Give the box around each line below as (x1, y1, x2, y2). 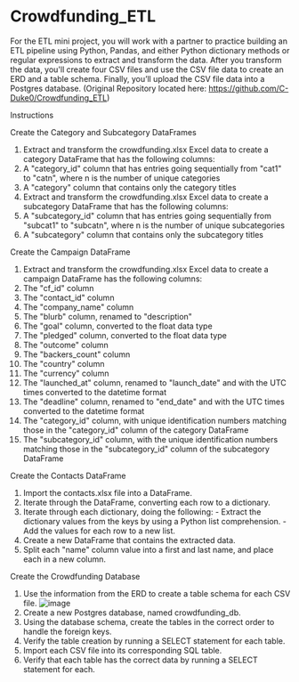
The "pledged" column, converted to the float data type (22, 329, 228, 340)
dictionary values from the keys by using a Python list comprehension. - (22, 516, 287, 526)
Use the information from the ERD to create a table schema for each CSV (22, 588, 291, 598)
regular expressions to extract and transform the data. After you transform (10, 54, 283, 65)
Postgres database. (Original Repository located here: (10, 83, 207, 93)
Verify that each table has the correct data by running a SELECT (22, 654, 258, 665)
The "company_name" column (22, 301, 134, 313)
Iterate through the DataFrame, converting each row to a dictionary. (22, 497, 271, 507)
